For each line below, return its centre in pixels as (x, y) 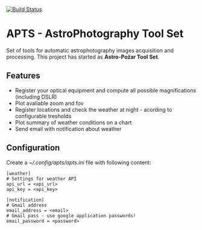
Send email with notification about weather (68, 129)
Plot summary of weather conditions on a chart (73, 122)
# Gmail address (27, 205)
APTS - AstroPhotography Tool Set (95, 34)
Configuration (33, 148)
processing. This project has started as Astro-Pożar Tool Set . (83, 57)
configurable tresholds (43, 116)
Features (23, 76)
